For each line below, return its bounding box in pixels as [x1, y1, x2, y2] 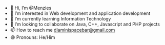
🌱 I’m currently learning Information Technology [10, 16, 111, 21]
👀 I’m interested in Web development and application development [10, 10, 151, 16]
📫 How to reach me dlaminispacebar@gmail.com [10, 27, 115, 33]
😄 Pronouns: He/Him [10, 34, 55, 40]
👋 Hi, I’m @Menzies [10, 5, 52, 11]
